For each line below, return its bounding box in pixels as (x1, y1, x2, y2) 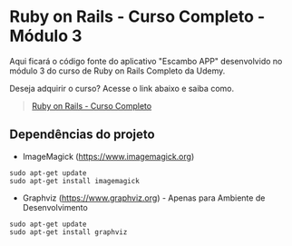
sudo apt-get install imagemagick (9, 176, 141, 185)
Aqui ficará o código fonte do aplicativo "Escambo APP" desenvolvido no (9, 55, 283, 66)
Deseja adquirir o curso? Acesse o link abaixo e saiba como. (9, 83, 234, 93)
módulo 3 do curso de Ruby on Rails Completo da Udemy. (9, 65, 226, 76)
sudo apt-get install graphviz (9, 227, 128, 237)
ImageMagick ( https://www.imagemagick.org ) (22, 151, 195, 162)
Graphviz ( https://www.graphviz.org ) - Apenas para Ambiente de (22, 192, 266, 203)
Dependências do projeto (9, 127, 156, 143)
